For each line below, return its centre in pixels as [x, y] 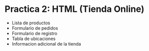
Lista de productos [31, 23]
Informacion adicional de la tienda [46, 44]
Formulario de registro [34, 33]
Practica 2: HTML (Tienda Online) [74, 9]
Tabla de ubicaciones [33, 39]
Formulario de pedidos [35, 28]
